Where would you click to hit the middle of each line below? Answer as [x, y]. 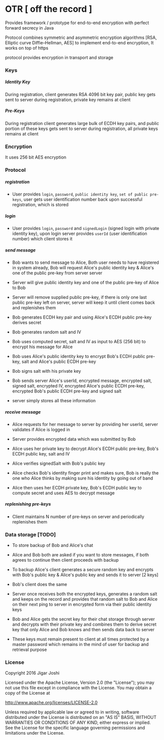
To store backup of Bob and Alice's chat [53, 546]
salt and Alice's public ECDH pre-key [59, 361]
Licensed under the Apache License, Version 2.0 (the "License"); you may [80, 682]
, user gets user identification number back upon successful [82, 199]
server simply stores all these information [54, 400]
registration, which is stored [40, 204]
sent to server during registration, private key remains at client [68, 99]
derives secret [27, 322]
